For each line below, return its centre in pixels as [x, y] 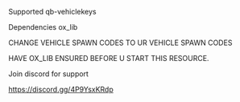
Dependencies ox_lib [43, 27]
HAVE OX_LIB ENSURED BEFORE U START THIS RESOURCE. [109, 58]
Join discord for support [48, 74]
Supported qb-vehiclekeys [52, 12]
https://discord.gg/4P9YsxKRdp [61, 89]
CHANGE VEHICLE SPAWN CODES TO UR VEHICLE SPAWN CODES [120, 43]
